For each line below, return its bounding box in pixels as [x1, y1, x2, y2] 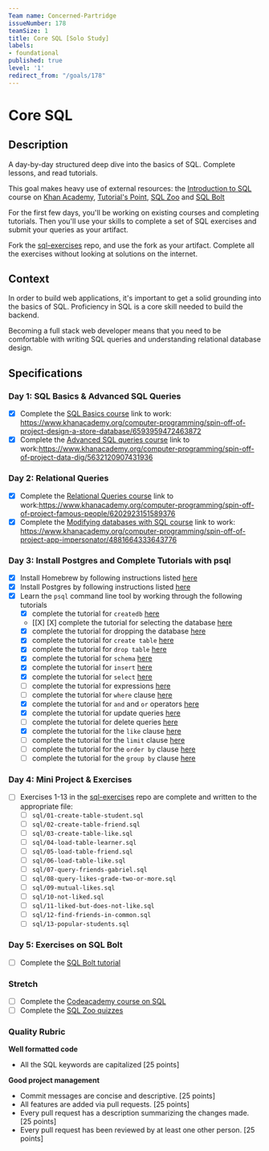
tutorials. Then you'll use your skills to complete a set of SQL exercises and [8, 216, 257, 226]
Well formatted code [8, 1044, 79, 1054]
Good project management [8, 1075, 100, 1085]
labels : [8, 42, 35, 50]
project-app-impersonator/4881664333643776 [19, 535, 177, 544]
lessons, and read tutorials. [8, 168, 98, 178]
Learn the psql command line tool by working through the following [19, 592, 243, 601]
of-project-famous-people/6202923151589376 [19, 508, 176, 518]
